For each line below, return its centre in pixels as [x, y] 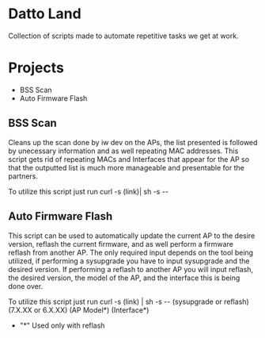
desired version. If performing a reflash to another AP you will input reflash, [131, 269]
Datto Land [45, 14]
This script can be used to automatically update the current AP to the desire [132, 236]
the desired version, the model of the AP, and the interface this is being [124, 278]
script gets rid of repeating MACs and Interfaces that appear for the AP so [129, 159]
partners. [23, 176]
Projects [36, 68]
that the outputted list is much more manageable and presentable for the [127, 167]
